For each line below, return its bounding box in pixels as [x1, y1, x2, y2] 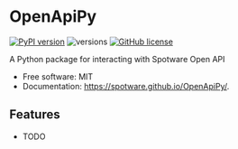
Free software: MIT [22, 70, 94, 82]
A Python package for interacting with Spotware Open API [9, 53, 225, 64]
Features [9, 107, 60, 123]
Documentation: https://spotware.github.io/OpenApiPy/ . [22, 80, 230, 91]
